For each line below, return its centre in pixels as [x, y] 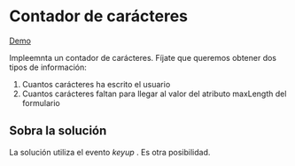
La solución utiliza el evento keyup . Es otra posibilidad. [110, 152]
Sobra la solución [58, 131]
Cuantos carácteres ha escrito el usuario [96, 84]
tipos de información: [48, 67]
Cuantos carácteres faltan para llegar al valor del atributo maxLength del [154, 94]
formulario [41, 102]
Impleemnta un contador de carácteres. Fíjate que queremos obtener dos [143, 57]
